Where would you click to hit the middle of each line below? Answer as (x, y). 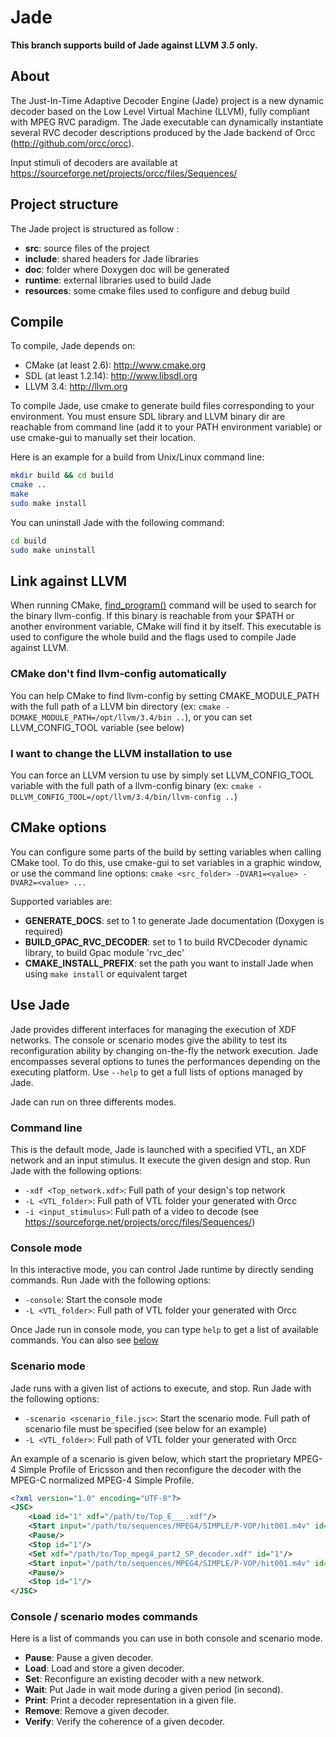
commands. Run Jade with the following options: (111, 1280)
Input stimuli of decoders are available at (94, 162)
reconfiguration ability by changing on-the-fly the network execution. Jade (164, 1050)
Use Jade (40, 1005)
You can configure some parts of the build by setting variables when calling (166, 852)
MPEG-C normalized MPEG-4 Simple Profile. (102, 1480)
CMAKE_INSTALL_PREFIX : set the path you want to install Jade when (169, 963)
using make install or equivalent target (106, 973)
